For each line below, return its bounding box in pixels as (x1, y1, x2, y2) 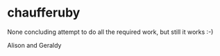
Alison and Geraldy (7, 41, 62, 49)
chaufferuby (7, 5, 81, 21)
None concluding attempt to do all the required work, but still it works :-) (7, 28, 214, 36)
